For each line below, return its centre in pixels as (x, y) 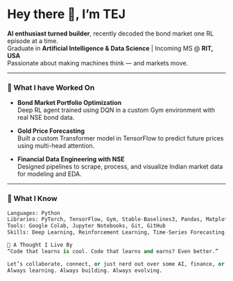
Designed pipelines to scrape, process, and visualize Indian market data (120, 167)
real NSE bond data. (46, 118)
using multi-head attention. (56, 146)
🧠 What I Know (32, 199)
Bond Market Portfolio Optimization (69, 103)
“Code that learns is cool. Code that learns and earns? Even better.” (113, 251)
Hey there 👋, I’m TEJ (67, 14)
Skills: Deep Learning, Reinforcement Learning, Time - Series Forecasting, (118, 232)
